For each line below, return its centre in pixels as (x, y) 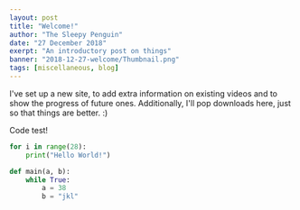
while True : (48, 180)
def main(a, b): (40, 171)
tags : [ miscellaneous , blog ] (64, 68)
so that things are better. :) (59, 113)
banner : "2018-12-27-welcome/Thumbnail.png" (94, 59)
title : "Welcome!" (44, 26)
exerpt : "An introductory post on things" (90, 51)
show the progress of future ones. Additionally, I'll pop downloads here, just (150, 103)
